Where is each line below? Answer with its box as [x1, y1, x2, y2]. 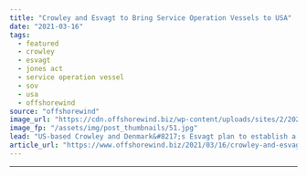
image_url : [9, 115, 51, 124]
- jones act [17, 65, 64, 74]
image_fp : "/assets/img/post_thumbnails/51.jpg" [9, 124, 198, 133]
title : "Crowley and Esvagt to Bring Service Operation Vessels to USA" [9, 13, 292, 23]
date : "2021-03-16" [9, 22, 84, 31]
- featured [17, 38, 59, 48]
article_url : [9, 140, 59, 150]
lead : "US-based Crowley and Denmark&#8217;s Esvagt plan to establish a [9, 132, 297, 141]
